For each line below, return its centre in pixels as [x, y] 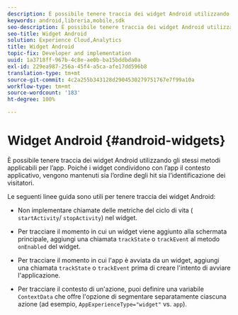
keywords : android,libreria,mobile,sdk [66, 21]
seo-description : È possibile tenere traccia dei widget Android [106, 27]
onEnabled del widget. [49, 246]
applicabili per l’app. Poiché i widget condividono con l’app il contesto [109, 168]
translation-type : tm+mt [44, 73]
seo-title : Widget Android [47, 34]
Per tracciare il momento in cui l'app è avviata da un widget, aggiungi [118, 260]
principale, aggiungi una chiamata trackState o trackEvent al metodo [119, 239]
